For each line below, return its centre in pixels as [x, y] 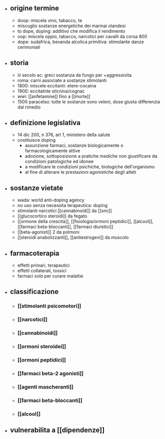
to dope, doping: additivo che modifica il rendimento [71, 31]
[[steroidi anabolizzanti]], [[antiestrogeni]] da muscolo [73, 238]
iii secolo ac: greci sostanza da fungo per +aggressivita [74, 75]
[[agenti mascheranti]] [45, 387]
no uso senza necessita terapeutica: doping [62, 205]
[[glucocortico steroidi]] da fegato [52, 216]
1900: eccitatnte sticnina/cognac [51, 91]
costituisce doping [36, 140]
